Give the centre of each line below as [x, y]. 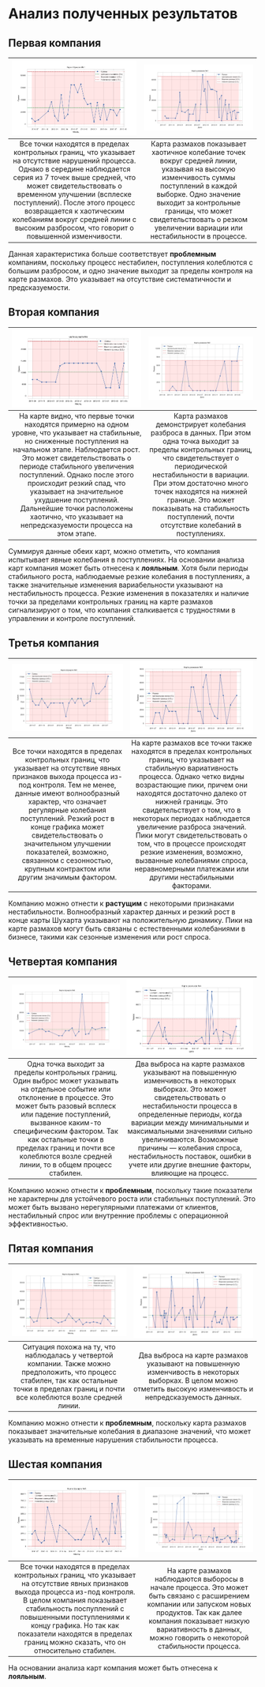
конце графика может [67, 827]
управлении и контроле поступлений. [72, 618]
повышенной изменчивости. [74, 236]
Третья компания [54, 644]
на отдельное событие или [66, 1089]
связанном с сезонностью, [67, 860]
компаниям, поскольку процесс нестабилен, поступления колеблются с [131, 262]
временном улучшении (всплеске [74, 194]
